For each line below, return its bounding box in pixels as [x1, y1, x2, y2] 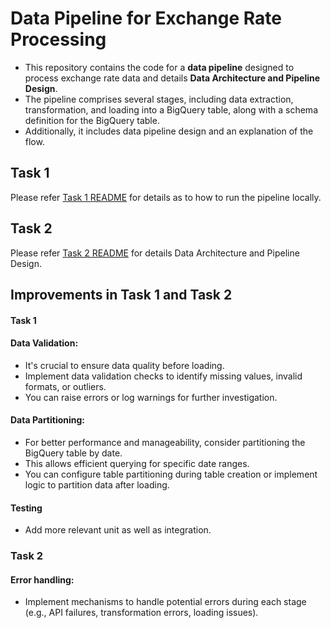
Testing [10, 502, 43, 514]
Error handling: [10, 573, 75, 586]
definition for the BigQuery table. [24, 114, 160, 126]
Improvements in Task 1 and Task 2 [10, 286, 233, 303]
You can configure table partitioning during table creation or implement [24, 468, 318, 480]
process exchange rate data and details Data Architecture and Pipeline [24, 72, 321, 84]
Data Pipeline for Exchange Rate [10, 7, 282, 30]
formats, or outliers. [24, 380, 107, 392]
